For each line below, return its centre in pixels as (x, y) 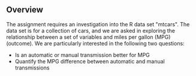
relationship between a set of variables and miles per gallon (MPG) (88, 37)
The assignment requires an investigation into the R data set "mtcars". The (98, 24)
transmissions (32, 68)
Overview (25, 10)
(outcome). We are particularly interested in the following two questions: (95, 43)
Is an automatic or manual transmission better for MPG (82, 55)
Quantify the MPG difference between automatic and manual (90, 61)
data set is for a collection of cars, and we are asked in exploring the (91, 31)
